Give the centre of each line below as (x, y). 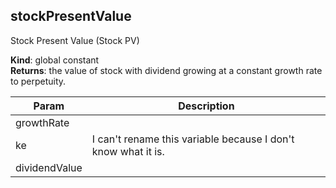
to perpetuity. (38, 81)
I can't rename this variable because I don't (193, 139)
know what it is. (128, 151)
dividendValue (49, 167)
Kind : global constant (55, 60)
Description (206, 106)
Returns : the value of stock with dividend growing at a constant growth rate (166, 70)
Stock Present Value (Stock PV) (75, 40)
